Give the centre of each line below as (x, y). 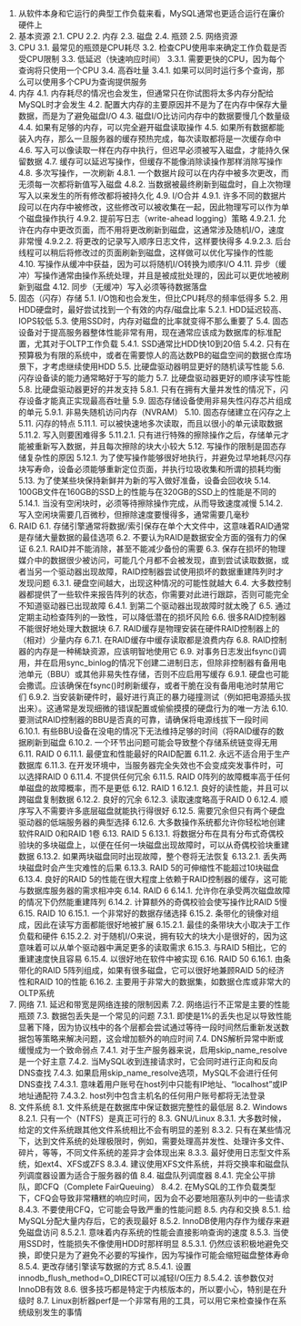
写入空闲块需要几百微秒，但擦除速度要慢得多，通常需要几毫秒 (134, 514)
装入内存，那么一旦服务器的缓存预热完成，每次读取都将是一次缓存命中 (150, 139)
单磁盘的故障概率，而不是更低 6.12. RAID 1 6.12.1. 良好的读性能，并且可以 (153, 788)
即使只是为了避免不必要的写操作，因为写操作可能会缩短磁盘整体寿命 (161, 1255)
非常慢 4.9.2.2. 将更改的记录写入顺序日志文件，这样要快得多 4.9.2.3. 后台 (154, 241)
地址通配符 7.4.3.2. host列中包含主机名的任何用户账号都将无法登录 (141, 1095)
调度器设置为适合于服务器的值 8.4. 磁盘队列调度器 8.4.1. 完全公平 (147, 1175)
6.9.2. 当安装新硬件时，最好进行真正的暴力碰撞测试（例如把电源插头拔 (160, 697)
